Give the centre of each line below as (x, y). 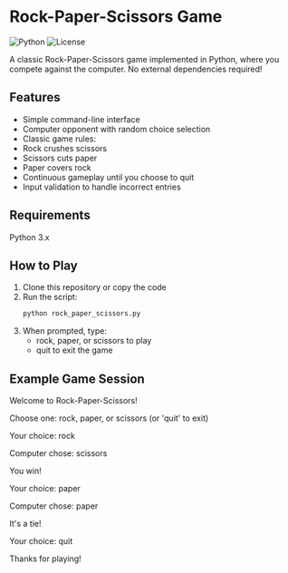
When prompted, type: (64, 331)
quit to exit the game (74, 350)
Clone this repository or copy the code (95, 287)
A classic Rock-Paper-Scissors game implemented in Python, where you (144, 59)
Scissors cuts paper (60, 158)
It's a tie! (26, 524)
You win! (26, 471)
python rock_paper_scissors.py (82, 314)
